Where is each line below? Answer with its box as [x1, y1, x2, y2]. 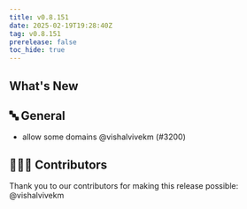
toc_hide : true [9, 46, 66, 55]
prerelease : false [9, 37, 77, 47]
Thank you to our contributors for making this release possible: [9, 181, 239, 191]
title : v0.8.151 [9, 12, 69, 22]
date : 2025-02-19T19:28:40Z [9, 21, 113, 30]
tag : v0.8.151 [9, 29, 62, 38]
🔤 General [9, 108, 66, 123]
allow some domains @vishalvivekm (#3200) [21, 131, 186, 142]
